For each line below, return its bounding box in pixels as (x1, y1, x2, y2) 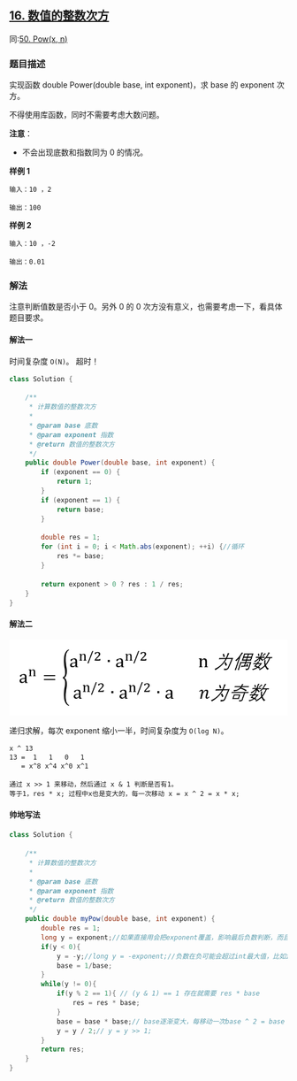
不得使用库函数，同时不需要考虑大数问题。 (9, 110, 164, 120)
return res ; (41, 1045, 86, 1054)
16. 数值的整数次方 (9, 8, 110, 24)
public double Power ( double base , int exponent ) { (25, 458, 216, 467)
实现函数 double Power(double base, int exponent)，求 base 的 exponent (9, 80, 275, 90)
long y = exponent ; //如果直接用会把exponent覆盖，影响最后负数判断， (41, 932, 277, 942)
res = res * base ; (72, 999, 141, 1008)
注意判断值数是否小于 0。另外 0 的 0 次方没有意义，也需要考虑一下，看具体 (9, 302, 283, 312)
